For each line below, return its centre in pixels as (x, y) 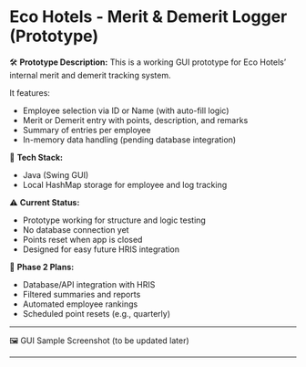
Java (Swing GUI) (56, 174)
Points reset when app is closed (82, 239)
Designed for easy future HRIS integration (101, 249)
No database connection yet (76, 229)
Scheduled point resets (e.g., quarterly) (97, 313)
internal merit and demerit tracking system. (90, 75)
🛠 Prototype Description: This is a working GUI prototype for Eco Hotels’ (148, 62)
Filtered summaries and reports (82, 294)
